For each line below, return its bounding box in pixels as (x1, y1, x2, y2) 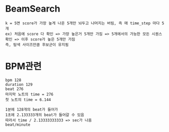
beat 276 (5, 86, 24, 92)
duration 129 (5, 82, 33, 87)
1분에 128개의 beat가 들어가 (5, 107, 58, 112)
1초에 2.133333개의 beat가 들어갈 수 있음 (5, 112, 85, 117)
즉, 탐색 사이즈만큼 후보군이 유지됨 (5, 42, 69, 47)
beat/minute (5, 122, 30, 127)
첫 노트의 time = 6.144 (5, 97, 51, 102)
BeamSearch (5, 3, 61, 15)
